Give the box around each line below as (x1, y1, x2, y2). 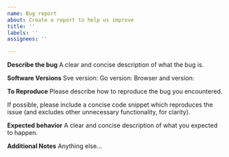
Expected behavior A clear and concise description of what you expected (7, 121, 218, 129)
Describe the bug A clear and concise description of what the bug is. (7, 61, 204, 69)
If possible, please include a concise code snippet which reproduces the (7, 101, 213, 109)
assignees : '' (7, 36, 48, 43)
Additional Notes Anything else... (7, 142, 102, 150)
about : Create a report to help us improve (7, 17, 135, 23)
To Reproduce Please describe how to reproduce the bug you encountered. (7, 87, 223, 96)
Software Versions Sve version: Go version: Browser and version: (7, 74, 195, 83)
